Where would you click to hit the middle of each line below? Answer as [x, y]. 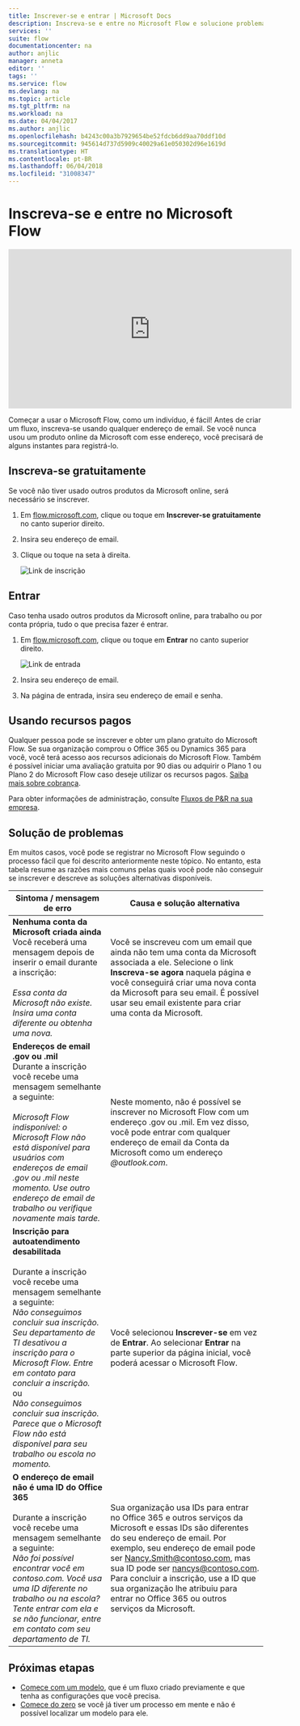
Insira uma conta [44, 1013]
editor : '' [27, 69]
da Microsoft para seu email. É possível [185, 993]
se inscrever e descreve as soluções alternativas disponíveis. [110, 878]
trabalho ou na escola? [56, 1599]
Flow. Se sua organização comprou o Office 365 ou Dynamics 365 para [127, 748]
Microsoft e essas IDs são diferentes [180, 1528]
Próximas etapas [51, 1668]
